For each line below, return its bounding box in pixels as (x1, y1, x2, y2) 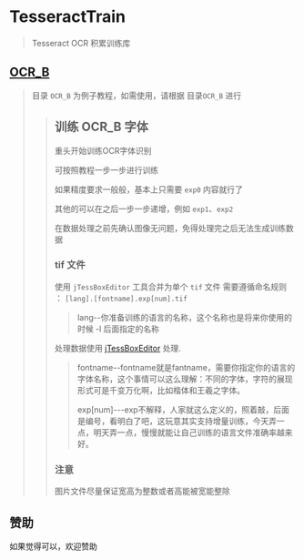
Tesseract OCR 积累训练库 (31, 37, 131, 48)
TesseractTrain (9, 6, 126, 27)
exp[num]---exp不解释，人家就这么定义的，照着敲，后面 (76, 403, 289, 415)
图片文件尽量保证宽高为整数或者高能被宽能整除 (54, 485, 230, 497)
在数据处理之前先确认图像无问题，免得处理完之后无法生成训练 (54, 222, 287, 233)
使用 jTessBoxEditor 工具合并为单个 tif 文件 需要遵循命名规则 (54, 280, 287, 292)
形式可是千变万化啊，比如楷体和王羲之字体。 (76, 384, 246, 395)
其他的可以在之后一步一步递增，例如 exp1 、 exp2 (54, 203, 234, 214)
